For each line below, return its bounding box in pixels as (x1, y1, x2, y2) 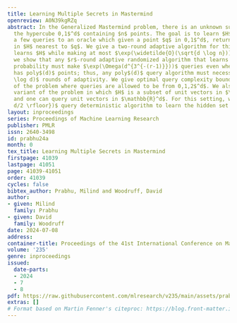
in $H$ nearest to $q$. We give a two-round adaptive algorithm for (13, 43, 219, 50)
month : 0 (7, 142, 33, 149)
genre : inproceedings (7, 253, 71, 260)
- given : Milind (7, 200, 55, 208)
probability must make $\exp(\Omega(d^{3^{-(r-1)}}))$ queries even (13, 63, 219, 70)
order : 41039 (7, 174, 46, 181)
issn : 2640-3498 (7, 128, 55, 135)
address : (7, 233, 33, 240)
